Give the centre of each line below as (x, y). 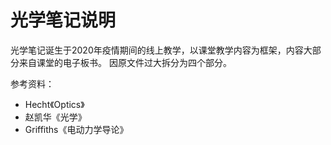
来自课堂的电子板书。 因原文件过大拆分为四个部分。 (125, 62)
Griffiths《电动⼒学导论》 (76, 129)
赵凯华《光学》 (55, 117)
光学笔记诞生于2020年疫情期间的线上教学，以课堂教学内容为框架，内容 (157, 50)
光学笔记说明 (63, 20)
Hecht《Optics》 (54, 104)
